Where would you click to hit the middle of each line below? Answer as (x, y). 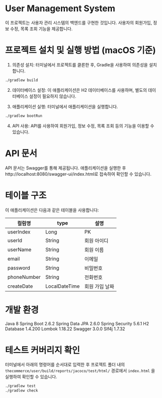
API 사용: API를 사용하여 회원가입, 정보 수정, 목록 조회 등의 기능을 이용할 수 (83, 126)
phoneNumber (24, 277)
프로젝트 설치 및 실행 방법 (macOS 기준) (81, 51)
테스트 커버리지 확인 (43, 350)
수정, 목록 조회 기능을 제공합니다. (41, 29)
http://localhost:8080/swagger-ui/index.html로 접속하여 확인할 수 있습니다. (78, 174)
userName (20, 250)
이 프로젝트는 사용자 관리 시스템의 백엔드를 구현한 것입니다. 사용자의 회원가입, (79, 22)
